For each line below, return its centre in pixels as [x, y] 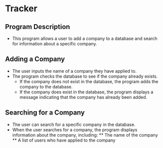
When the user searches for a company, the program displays [75, 130]
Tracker [21, 9]
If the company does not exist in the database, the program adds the [89, 81]
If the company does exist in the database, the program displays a [86, 92]
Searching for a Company [45, 113]
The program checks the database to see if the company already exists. [85, 76]
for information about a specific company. [54, 44]
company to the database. [46, 87]
